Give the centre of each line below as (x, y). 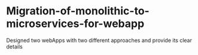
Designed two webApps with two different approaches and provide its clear (99, 40)
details (14, 47)
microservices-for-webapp (75, 24)
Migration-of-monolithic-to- (78, 11)
